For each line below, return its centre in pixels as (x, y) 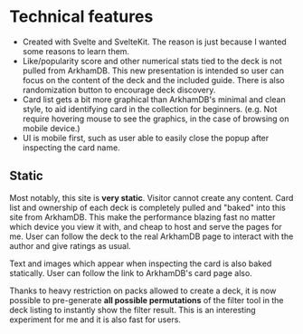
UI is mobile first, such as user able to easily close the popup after (146, 138)
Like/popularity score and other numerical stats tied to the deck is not (152, 61)
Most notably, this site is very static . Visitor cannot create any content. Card (151, 197)
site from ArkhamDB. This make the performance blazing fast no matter (142, 217)
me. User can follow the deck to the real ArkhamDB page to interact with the (151, 236)
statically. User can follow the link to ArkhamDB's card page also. (131, 272)
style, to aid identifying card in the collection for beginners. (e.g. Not (150, 109)
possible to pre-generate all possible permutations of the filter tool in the (147, 300)
